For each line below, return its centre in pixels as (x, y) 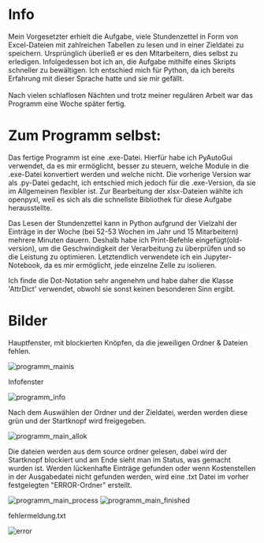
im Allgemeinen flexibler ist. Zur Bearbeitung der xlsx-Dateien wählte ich (126, 190)
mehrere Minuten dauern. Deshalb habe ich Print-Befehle (101, 239)
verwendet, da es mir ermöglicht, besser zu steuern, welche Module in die (129, 166)
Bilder (28, 321)
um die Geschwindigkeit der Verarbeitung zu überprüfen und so (142, 248)
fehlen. (20, 351)
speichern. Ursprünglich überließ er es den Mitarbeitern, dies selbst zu (123, 53)
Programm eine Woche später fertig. (67, 104)
